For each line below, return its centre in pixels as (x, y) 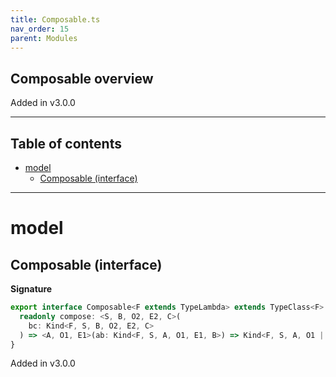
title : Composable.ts (55, 19)
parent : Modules (44, 38)
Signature (31, 289)
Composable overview (82, 78)
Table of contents (66, 143)
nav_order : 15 (40, 29)
